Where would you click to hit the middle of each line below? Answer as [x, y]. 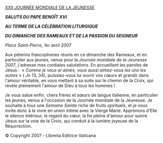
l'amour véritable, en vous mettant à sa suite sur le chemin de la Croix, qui [79, 80]
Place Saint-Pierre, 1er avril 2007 [38, 45]
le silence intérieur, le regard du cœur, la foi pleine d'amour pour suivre [76, 116]
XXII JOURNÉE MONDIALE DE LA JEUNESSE [50, 8]
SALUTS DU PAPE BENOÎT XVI [36, 17]
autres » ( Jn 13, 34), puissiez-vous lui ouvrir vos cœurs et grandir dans [77, 75]
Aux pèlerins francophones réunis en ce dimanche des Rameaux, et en [76, 54]
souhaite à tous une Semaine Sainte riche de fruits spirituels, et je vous [76, 105]
